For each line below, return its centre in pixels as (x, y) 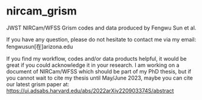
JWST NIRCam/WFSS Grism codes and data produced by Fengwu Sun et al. (101, 28)
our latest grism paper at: (38, 84)
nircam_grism (42, 11)
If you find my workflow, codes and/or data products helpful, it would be (96, 58)
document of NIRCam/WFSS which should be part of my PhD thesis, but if (99, 71)
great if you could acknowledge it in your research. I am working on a (93, 65)
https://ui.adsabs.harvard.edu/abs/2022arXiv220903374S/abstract (90, 90)
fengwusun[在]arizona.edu (40, 46)
